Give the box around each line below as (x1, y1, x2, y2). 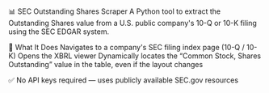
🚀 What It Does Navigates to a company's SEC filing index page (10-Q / (8, 43, 245, 52)
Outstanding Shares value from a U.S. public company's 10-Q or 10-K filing (8, 19, 257, 27)
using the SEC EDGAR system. (8, 27, 110, 36)
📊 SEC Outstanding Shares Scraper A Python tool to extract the (8, 6, 221, 16)
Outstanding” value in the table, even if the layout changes (8, 60, 204, 69)
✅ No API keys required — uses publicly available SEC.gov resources (8, 75, 239, 85)
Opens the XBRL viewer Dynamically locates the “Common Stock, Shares (17, 51, 261, 61)
